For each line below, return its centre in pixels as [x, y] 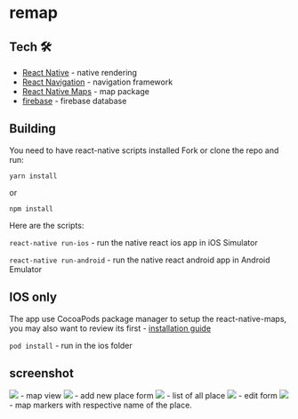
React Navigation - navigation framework [97, 82]
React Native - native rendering [80, 73]
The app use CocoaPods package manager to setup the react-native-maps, [148, 318]
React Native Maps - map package [85, 91]
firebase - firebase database [74, 101]
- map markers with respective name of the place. [101, 405]
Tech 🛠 [30, 47]
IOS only [33, 298]
